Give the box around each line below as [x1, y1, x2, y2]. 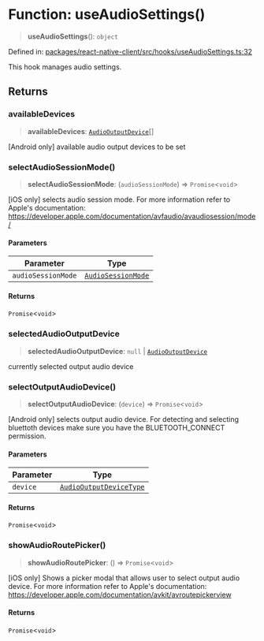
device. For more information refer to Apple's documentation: [8, 581, 207, 591]
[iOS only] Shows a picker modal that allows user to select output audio [8, 573, 240, 583]
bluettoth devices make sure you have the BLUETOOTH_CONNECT [8, 423, 225, 432]
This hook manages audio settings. [8, 61, 122, 72]
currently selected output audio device [8, 361, 134, 371]
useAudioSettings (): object [27, 32, 118, 41]
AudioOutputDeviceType [59, 483, 145, 492]
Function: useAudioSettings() [8, 6, 206, 24]
